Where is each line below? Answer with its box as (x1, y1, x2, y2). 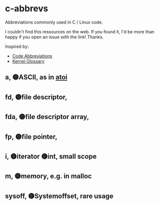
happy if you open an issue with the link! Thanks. (5, 34, 104, 40)
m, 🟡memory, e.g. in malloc (5, 172, 92, 180)
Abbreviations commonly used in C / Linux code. (5, 19, 103, 25)
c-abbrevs (5, 3, 48, 14)
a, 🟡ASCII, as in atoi (5, 73, 68, 82)
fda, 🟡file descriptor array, (5, 113, 90, 121)
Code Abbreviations (12, 53, 52, 59)
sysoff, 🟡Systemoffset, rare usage (5, 192, 114, 200)
